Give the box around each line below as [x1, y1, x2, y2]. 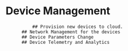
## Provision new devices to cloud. [32, 24, 123, 30]
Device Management [5, 4, 111, 18]
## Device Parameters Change [21, 34, 94, 40]
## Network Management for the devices [21, 28, 120, 35]
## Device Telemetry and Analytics [21, 39, 110, 45]
